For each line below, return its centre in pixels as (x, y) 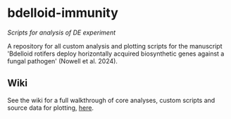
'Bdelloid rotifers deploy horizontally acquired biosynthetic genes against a (116, 54)
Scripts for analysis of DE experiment (62, 32)
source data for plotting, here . (50, 108)
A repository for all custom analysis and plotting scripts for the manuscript (115, 46)
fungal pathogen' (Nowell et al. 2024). (63, 61)
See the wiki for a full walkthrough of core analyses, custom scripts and (111, 100)
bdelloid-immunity (63, 13)
